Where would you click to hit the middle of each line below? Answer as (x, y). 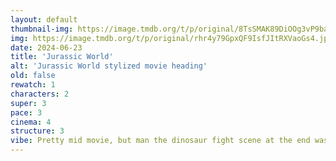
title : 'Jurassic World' (62, 57)
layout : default (44, 19)
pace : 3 (26, 112)
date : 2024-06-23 (46, 47)
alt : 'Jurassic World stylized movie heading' (109, 66)
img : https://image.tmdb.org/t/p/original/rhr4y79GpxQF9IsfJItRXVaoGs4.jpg (171, 38)
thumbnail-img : (42, 29)
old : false (33, 76)
